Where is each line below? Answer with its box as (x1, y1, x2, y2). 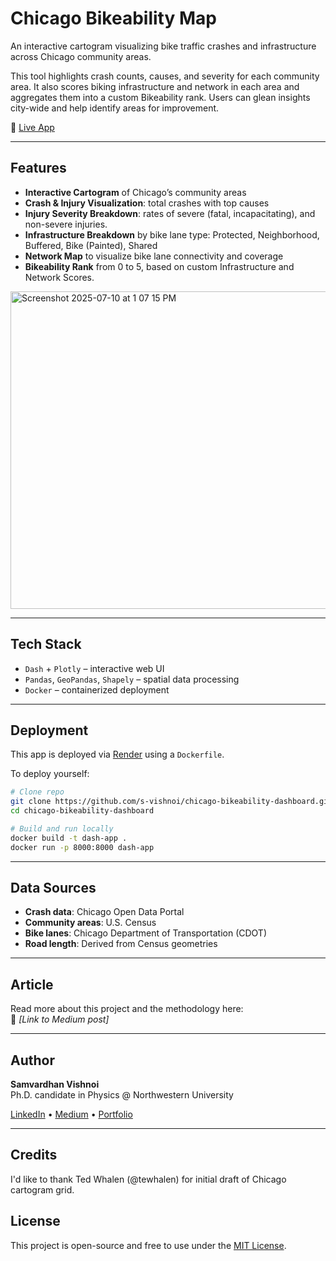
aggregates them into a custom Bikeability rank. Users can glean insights (10, 91, 311, 103)
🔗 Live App (10, 121, 55, 133)
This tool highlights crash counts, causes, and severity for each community (10, 70, 320, 82)
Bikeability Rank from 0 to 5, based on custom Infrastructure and (24, 260, 295, 272)
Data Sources (10, 880, 97, 897)
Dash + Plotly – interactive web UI (24, 662, 165, 674)
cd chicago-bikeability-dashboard (10, 806, 155, 816)
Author (10, 1052, 55, 1069)
